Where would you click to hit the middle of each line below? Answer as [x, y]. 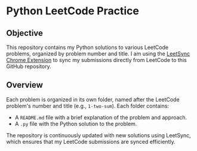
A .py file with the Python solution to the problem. [76, 124]
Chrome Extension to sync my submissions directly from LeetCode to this [96, 60]
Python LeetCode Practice [73, 11]
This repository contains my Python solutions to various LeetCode [87, 47]
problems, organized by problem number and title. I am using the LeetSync [98, 54]
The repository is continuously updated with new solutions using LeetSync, [98, 135]
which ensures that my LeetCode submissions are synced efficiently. [91, 141]
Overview [25, 85]
